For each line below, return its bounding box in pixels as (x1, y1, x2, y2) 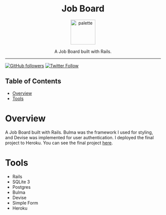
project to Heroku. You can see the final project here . (5, 140, 113, 146)
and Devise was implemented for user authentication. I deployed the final (5, 134, 154, 140)
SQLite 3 (12, 179, 30, 185)
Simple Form (12, 200, 39, 206)
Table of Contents (5, 77, 62, 86)
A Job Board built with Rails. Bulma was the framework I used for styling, (5, 129, 153, 135)
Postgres (12, 184, 31, 190)
